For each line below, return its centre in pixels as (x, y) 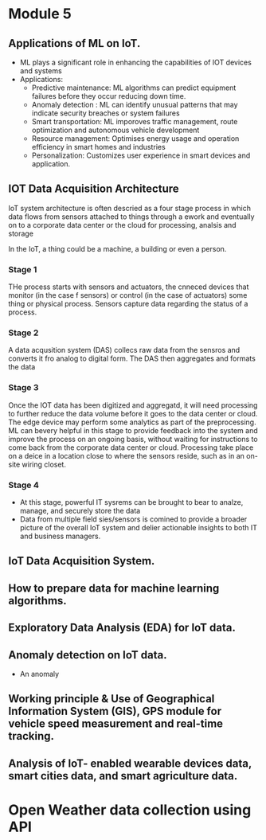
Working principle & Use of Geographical (111, 699)
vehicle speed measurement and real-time (116, 724)
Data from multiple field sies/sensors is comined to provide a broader (133, 519)
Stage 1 (23, 269)
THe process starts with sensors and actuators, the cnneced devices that (129, 287)
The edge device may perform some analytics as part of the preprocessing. (132, 422)
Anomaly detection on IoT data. (88, 655)
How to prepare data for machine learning (114, 588)
